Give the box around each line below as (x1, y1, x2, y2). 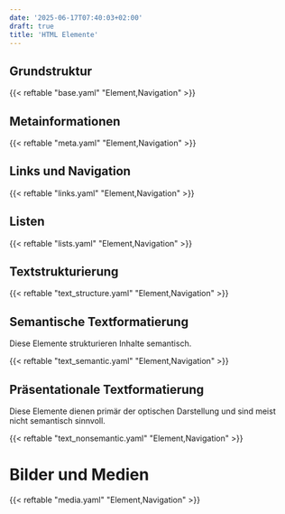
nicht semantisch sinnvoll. (9, 416, 106, 426)
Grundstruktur (9, 63, 93, 79)
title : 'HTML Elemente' (9, 30, 99, 39)
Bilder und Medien (9, 464, 150, 485)
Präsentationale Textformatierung (9, 381, 205, 397)
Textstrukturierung (9, 264, 119, 280)
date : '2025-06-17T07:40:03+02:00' (9, 13, 143, 23)
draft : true (9, 22, 54, 31)
